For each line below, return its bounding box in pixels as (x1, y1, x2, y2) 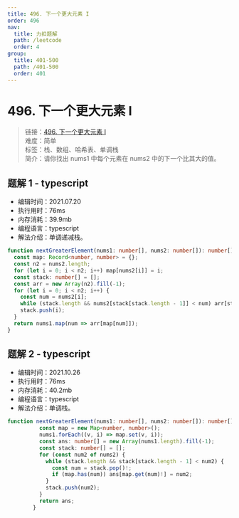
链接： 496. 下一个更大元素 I (24, 127, 107, 136)
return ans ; (38, 497, 75, 504)
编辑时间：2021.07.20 (17, 197, 82, 206)
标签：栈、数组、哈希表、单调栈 (24, 145, 119, 154)
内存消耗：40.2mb (17, 386, 73, 395)
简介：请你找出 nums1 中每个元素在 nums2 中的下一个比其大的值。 (24, 154, 221, 163)
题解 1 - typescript (7, 177, 89, 189)
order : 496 (7, 17, 40, 24)
